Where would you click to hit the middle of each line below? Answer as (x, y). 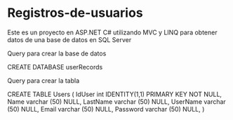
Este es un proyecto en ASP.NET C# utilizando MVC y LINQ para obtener (112, 32)
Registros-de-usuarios (75, 13)
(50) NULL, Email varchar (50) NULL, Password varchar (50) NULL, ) (106, 109)
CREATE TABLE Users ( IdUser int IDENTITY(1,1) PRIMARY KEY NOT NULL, (115, 94)
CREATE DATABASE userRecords (55, 67)
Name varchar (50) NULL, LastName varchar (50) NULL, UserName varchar (116, 101)
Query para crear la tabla (44, 80)
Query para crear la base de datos (57, 53)
